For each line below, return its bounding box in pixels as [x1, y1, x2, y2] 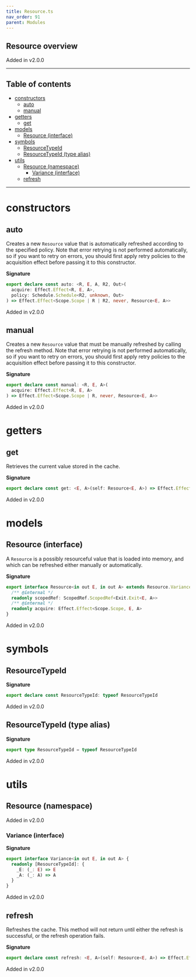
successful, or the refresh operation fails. [6, 932, 106, 939]
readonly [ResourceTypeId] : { [11, 861, 85, 867]
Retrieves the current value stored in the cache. [6, 463, 121, 470]
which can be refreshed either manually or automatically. [6, 561, 143, 568]
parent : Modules [6, 19, 45, 25]
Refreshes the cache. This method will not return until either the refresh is [6, 926, 184, 933]
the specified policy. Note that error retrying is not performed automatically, [6, 246, 188, 253]
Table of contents [6, 79, 71, 89]
